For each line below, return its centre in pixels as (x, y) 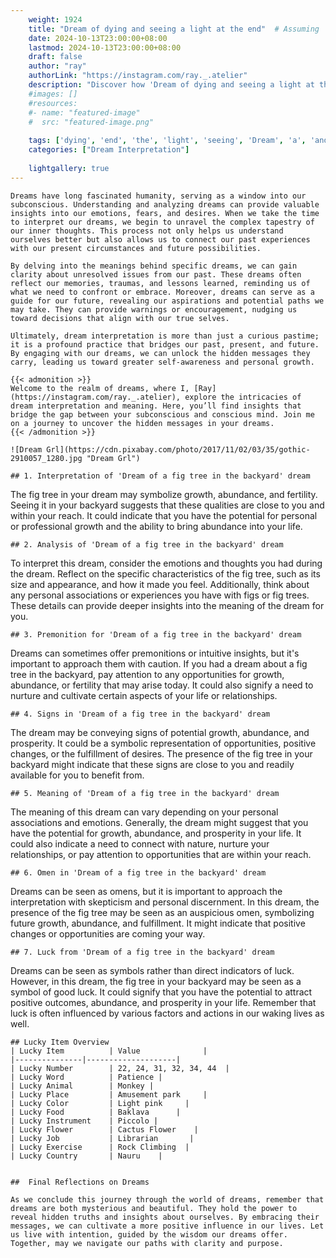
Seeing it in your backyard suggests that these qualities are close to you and (167, 505)
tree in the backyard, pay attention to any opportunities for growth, (147, 674)
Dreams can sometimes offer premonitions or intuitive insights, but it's (155, 653)
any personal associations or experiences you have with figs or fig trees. (160, 595)
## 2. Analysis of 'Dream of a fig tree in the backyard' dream (147, 544)
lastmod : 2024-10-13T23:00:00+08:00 (105, 47)
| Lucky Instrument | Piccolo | (84, 1121)
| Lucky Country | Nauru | (86, 1156)
